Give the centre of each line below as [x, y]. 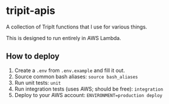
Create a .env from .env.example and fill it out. [70, 70]
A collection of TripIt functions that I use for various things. [77, 27]
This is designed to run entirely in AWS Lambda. [64, 38]
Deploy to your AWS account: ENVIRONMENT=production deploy [88, 95]
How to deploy [33, 56]
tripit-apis [31, 11]
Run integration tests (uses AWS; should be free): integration [89, 89]
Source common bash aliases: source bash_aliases [76, 76]
